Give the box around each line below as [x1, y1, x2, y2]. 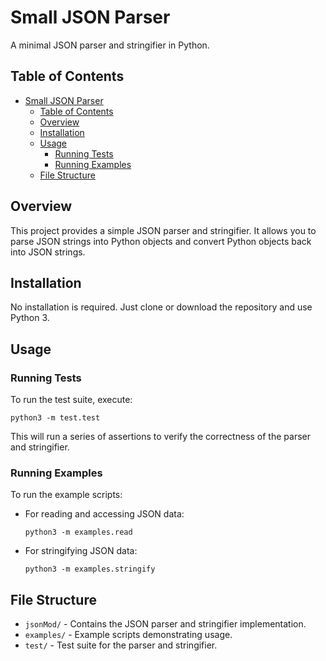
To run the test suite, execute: [10, 394, 133, 406]
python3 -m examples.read [24, 527, 133, 538]
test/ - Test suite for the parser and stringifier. [24, 639, 218, 651]
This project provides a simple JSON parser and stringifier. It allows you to [10, 224, 317, 236]
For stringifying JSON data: [24, 545, 138, 557]
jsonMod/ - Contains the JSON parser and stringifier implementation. [24, 618, 307, 630]
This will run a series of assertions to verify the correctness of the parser [10, 431, 311, 443]
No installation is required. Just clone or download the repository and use [10, 301, 313, 313]
